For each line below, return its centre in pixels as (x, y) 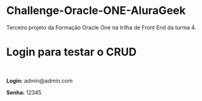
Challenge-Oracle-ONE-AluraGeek (96, 11)
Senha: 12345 (24, 92)
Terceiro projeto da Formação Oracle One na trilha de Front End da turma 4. (101, 27)
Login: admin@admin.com (40, 80)
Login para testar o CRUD (72, 52)
